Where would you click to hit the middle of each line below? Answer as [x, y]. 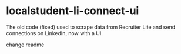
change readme [25, 45]
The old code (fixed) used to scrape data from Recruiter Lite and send [91, 27]
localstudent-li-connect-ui [73, 11]
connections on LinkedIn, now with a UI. [54, 33]
